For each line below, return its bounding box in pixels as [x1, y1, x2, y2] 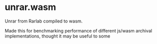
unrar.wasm [5, 1, 57, 13]
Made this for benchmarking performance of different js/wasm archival [5, 27, 152, 33]
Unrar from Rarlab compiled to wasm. [5, 18, 83, 24]
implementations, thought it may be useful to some [5, 33, 111, 39]
